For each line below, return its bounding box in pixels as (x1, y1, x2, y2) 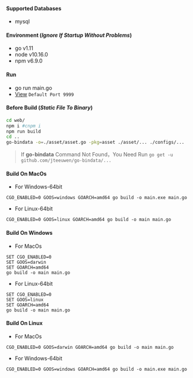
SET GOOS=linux (6, 297, 44, 303)
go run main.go (14, 84, 52, 92)
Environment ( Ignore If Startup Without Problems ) (6, 31, 132, 39)
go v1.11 (14, 45, 34, 52)
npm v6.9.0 (14, 57, 43, 65)
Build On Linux (6, 320, 43, 327)
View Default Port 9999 (14, 90, 74, 97)
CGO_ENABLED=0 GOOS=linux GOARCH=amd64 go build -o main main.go (6, 217, 171, 223)
